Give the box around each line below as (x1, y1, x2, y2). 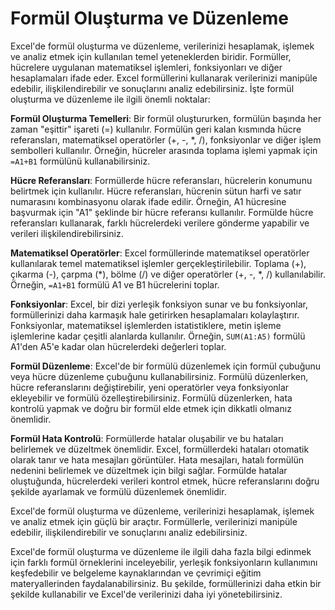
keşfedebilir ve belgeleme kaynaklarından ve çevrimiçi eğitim (10, 567, 262, 579)
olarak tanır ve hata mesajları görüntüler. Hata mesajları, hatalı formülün (10, 453, 304, 466)
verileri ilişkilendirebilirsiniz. (10, 227, 124, 239)
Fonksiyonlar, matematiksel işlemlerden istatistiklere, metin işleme (10, 319, 282, 331)
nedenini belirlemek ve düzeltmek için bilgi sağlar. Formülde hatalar (10, 464, 288, 476)
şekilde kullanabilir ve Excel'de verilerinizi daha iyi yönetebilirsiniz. (10, 588, 283, 600)
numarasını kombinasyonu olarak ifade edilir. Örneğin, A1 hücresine (10, 195, 287, 207)
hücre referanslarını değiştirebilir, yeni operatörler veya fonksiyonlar (10, 381, 290, 393)
